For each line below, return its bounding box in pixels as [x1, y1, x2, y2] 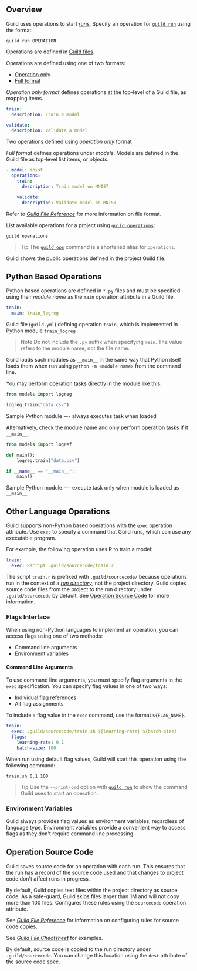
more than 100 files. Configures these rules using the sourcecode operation [6, 899, 186, 906]
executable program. [6, 534, 57, 542]
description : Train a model [11, 112, 80, 117]
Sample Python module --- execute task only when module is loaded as [6, 484, 179, 491]
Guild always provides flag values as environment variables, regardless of [6, 817, 184, 824]
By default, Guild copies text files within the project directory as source [6, 886, 178, 894]
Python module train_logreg [6, 327, 76, 334]
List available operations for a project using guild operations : [6, 221, 155, 228]
